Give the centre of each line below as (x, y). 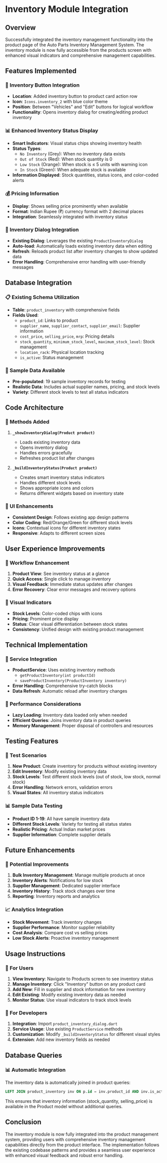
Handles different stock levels (50, 483)
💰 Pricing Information (32, 193)
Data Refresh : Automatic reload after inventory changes (70, 691)
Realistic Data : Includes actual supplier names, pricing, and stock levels (86, 387)
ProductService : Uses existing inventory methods (64, 670)
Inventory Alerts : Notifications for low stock (58, 880)
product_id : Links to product (49, 320)
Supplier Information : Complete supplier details (61, 834)
